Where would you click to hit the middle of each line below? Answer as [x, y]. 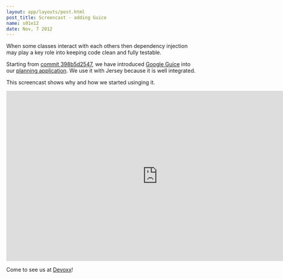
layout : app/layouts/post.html [46, 12]
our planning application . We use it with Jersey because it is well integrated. [101, 71]
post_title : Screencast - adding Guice [57, 18]
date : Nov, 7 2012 [29, 29]
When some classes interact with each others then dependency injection [97, 46]
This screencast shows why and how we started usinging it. [81, 82]
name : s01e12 [23, 23]
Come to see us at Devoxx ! [40, 270]
